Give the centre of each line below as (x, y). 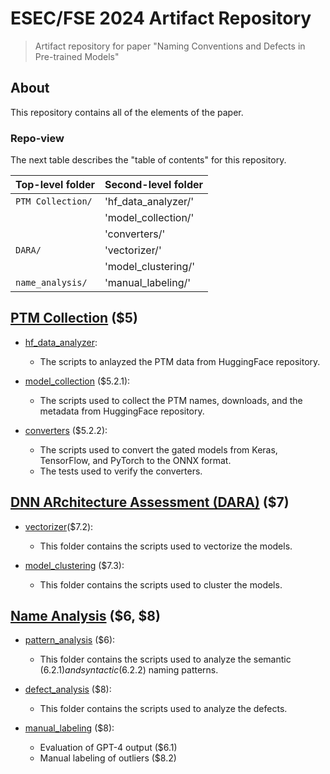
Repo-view (37, 138)
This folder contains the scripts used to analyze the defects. (163, 709)
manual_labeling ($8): (69, 728)
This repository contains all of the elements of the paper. (127, 112)
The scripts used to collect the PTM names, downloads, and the (171, 400)
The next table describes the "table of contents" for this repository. (148, 160)
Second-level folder (154, 185)
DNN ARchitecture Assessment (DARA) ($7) (150, 502)
